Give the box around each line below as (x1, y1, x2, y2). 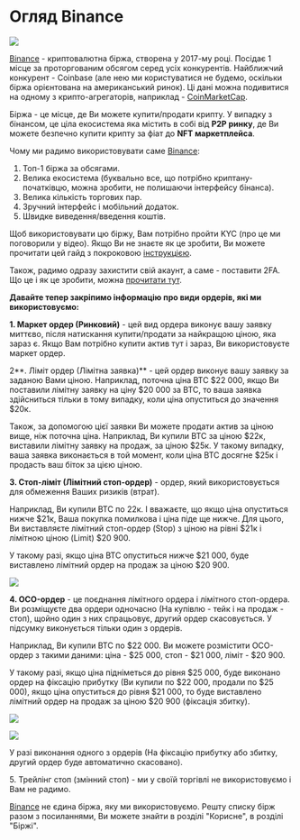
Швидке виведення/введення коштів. (22, 210, 167, 222)
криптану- (214, 172, 253, 183)
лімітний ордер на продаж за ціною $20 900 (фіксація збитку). (9, 696, 250, 707)
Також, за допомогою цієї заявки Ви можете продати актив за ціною (9, 421, 274, 432)
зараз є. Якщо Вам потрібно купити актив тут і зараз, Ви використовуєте (9, 338, 290, 349)
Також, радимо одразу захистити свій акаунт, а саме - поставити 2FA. (9, 264, 281, 276)
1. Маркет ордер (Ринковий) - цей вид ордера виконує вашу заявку (9, 318, 272, 330)
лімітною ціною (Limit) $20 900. (9, 532, 131, 543)
